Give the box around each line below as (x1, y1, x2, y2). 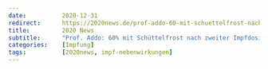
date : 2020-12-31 (8, 11, 98, 20)
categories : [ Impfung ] (8, 41, 94, 49)
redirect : (8, 19, 41, 27)
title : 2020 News (8, 26, 94, 34)
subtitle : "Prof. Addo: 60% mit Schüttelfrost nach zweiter (8, 33, 230, 42)
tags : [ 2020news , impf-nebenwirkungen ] (8, 48, 173, 56)
